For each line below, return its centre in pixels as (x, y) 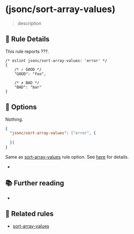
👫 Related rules (30, 214)
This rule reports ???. (27, 51)
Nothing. (14, 119)
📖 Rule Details (27, 39)
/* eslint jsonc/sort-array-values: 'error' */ (56, 61)
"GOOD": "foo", (30, 74)
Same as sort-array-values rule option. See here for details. (67, 157)
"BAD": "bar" (28, 87)
